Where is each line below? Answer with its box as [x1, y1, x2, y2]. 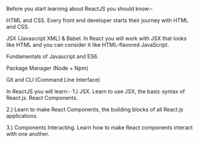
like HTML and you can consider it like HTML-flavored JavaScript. [6, 42, 170, 48]
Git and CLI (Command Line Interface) [6, 76, 100, 83]
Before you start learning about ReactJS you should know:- [6, 5, 153, 12]
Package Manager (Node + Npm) [6, 64, 89, 72]
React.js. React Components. [6, 94, 78, 101]
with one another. [6, 131, 50, 137]
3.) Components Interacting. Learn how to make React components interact [6, 124, 193, 131]
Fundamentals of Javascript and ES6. [6, 53, 99, 60]
